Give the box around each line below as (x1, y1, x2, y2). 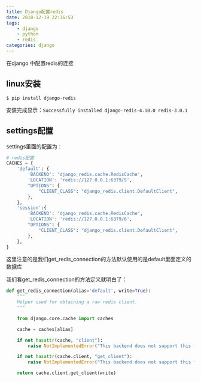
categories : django (6, 43, 55, 49)
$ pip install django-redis (6, 95, 77, 101)
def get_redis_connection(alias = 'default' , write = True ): (6, 288, 151, 294)
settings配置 (6, 126, 54, 136)
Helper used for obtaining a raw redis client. (17, 299, 138, 305)
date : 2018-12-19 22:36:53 (6, 14, 74, 20)
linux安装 (6, 79, 41, 89)
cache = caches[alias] (17, 326, 74, 332)
